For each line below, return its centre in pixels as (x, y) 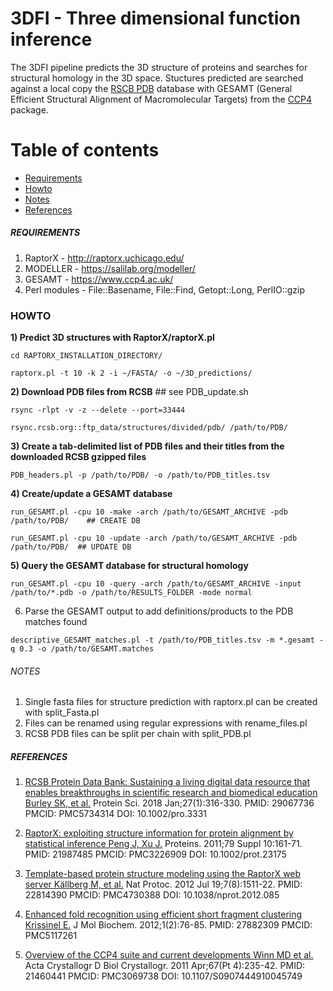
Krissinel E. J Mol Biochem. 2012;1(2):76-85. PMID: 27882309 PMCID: (168, 925)
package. (29, 109)
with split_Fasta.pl (62, 713)
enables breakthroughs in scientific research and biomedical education (171, 793)
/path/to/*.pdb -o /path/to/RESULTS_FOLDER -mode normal (131, 593)
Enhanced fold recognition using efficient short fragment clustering (163, 914)
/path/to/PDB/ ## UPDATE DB (71, 547)
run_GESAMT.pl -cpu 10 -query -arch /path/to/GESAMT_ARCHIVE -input (156, 584)
